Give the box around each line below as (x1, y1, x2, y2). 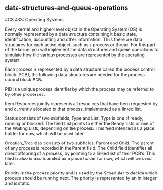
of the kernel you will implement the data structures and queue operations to (5, 47, 159, 52)
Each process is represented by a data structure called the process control (5, 66, 155, 72)
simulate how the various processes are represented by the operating (5, 52, 145, 58)
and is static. (5, 180, 31, 186)
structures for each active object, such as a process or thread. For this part (5, 41, 156, 47)
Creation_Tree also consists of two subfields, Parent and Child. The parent (5, 140, 154, 146)
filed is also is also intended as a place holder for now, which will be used (5, 155, 152, 161)
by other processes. (5, 91, 45, 97)
